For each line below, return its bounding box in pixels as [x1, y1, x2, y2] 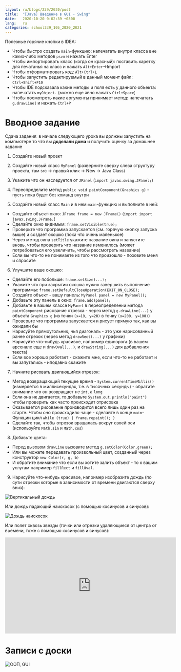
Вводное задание [5, 117, 80, 128]
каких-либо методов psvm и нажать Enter [12, 53, 98, 59]
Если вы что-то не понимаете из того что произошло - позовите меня [12, 252, 158, 258]
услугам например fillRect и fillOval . [12, 465, 94, 471]
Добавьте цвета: [12, 435, 47, 441]
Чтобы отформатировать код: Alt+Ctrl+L [12, 69, 98, 75]
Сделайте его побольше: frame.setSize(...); [12, 276, 107, 282]
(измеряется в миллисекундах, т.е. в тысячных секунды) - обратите [12, 384, 155, 390]
